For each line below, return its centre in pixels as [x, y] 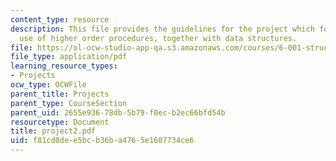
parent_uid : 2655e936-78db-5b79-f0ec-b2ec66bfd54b [118, 112]
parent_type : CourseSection [69, 103]
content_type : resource [60, 19]
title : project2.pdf [53, 131]
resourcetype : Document [60, 122]
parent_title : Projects [60, 94]
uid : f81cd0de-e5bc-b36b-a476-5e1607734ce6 [102, 141]
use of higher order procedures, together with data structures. [158, 38]
